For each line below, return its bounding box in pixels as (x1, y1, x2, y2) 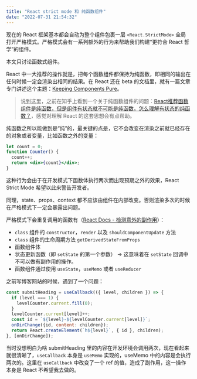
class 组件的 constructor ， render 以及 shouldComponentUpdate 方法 (14, 228, 176, 235)
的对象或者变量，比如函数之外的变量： (6, 132, 98, 139)
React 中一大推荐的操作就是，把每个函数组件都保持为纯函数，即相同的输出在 (6, 70, 191, 77)
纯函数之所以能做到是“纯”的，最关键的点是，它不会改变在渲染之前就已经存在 (6, 124, 191, 132)
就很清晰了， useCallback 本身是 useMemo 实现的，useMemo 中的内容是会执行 (6, 351, 191, 358)
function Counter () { (6, 149, 59, 155)
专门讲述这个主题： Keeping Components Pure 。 (6, 85, 123, 92)
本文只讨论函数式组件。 (6, 58, 63, 65)
